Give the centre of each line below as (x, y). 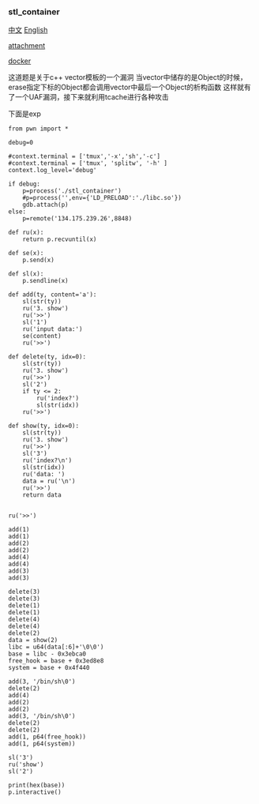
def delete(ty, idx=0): (47, 357)
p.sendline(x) (45, 281)
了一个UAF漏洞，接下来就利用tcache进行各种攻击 (88, 97)
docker (20, 61)
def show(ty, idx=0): (44, 426)
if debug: (24, 184)
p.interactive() (35, 792)
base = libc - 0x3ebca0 (47, 654)
